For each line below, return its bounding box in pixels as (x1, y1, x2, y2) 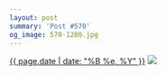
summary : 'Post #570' (9, 22, 91, 31)
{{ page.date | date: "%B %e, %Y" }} (9, 56, 146, 67)
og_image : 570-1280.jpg (9, 30, 99, 39)
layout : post (9, 13, 59, 23)
